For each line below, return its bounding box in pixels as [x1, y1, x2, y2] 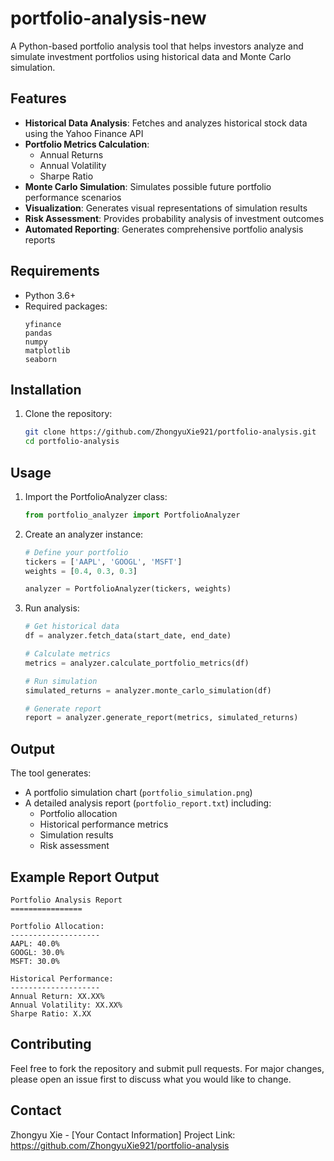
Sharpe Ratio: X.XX [10, 1008, 92, 1019]
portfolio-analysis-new [10, 7, 207, 30]
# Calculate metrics [24, 649, 111, 659]
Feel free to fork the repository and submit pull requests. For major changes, [10, 1062, 325, 1074]
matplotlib [24, 345, 71, 356]
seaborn [24, 354, 57, 364]
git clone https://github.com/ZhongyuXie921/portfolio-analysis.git [24, 427, 317, 437]
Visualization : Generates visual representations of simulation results [24, 202, 308, 214]
